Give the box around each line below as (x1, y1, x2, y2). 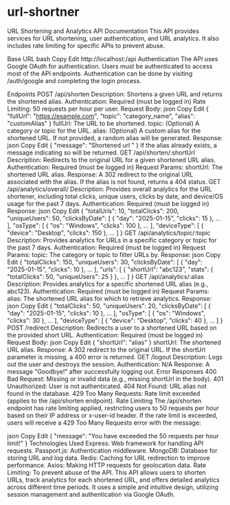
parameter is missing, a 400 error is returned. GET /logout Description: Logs (7, 352, 223, 361)
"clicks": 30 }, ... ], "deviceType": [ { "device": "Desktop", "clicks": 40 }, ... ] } (7, 316, 223, 324)
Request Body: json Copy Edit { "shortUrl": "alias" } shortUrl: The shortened (7, 338, 222, 346)
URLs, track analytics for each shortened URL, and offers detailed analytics (7, 475, 220, 484)
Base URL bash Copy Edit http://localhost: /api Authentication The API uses (7, 54, 218, 63)
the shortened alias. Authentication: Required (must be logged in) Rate (7, 97, 206, 105)
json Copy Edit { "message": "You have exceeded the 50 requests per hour (7, 431, 220, 440)
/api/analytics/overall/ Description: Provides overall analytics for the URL (7, 185, 212, 193)
